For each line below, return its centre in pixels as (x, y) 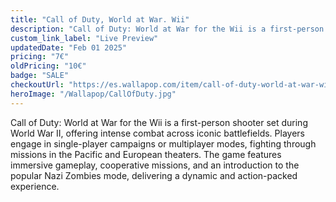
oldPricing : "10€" (48, 66)
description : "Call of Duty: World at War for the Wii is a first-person (167, 29)
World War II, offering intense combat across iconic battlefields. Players (157, 133)
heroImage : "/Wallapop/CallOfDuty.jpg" (93, 94)
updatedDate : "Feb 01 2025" (69, 47)
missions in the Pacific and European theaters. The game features (146, 154)
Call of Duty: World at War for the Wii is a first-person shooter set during (159, 122)
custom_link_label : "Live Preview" (84, 38)
